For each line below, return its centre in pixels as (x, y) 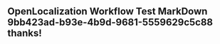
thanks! (25, 33)
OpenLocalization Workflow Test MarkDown (108, 12)
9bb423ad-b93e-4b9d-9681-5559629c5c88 (110, 23)
